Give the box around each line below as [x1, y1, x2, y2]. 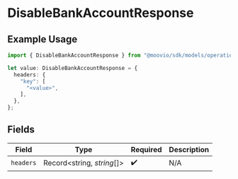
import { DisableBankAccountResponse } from [7, 52, 141, 59]
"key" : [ [20, 78, 46, 85]
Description [169, 144, 210, 154]
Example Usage [7, 33, 78, 45]
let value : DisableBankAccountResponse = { [7, 64, 138, 71]
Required [130, 144, 162, 154]
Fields [7, 124, 35, 136]
